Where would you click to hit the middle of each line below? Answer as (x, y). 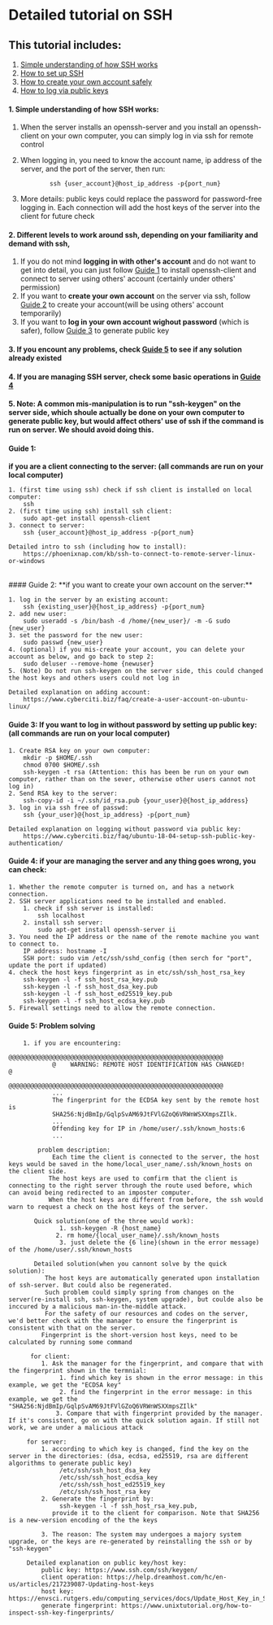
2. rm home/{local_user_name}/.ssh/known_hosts (138, 1235)
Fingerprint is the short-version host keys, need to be (139, 1335)
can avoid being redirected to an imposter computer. (102, 1193)
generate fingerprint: (79, 1605)
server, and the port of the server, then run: (93, 169)
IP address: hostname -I (65, 951)
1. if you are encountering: (72, 1043)
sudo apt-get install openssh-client (87, 518)
